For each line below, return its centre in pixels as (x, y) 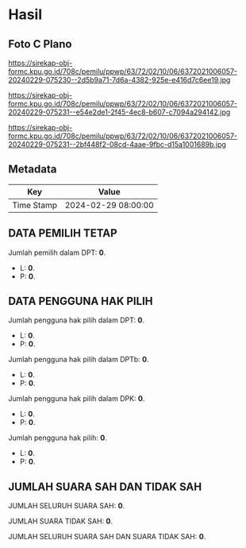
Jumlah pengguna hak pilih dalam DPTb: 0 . (79, 360)
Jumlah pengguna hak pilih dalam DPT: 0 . (77, 320)
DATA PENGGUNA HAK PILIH (81, 301)
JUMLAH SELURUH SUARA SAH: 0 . (67, 506)
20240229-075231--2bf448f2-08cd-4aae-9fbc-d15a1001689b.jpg (117, 144)
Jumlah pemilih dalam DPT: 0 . (57, 253)
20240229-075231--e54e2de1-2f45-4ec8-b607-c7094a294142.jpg (119, 112)
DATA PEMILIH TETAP (63, 233)
